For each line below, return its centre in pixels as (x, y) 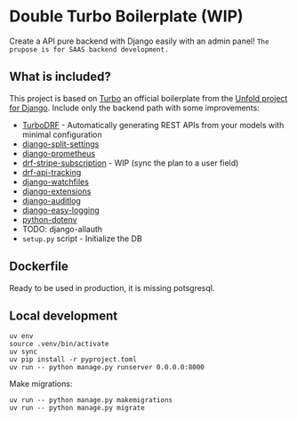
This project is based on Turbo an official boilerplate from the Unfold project (148, 98)
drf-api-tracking (52, 172)
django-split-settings (60, 143)
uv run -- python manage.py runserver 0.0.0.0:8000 (107, 368)
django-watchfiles (55, 182)
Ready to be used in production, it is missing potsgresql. (112, 287)
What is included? (60, 77)
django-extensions (56, 191)
